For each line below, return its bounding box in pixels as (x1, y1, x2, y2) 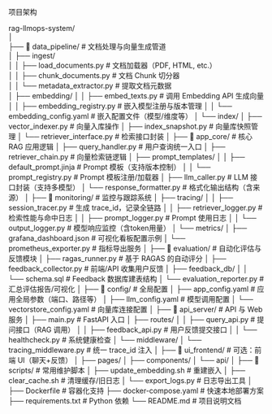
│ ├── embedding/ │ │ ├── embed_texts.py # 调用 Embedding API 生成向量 (8, 91, 265, 100)
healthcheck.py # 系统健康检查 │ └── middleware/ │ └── (8, 335, 202, 344)
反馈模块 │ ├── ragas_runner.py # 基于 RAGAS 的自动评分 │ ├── (8, 254, 227, 263)
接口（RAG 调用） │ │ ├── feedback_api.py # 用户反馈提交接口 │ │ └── (15, 325, 257, 334)
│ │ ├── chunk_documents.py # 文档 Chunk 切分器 (8, 71, 180, 80)
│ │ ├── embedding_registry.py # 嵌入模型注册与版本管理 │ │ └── (8, 101, 233, 111)
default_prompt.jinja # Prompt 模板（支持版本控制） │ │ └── (8, 162, 211, 172)
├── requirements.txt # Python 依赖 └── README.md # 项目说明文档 (8, 396, 242, 405)
